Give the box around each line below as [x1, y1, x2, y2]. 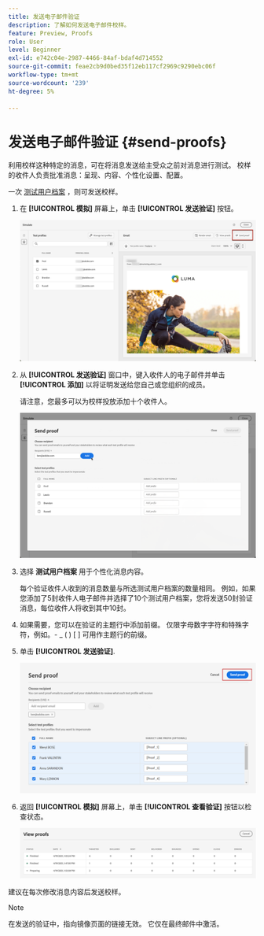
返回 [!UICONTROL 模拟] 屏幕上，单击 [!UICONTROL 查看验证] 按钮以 [19, 801, 245, 811]
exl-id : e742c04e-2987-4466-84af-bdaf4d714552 [8, 54, 163, 62]
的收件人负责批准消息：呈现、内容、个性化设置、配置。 [8, 170, 187, 180]
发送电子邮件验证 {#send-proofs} [8, 133, 227, 151]
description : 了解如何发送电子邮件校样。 [8, 20, 130, 29]
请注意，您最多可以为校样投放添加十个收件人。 [19, 397, 171, 406]
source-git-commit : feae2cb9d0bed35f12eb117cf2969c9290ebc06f [8, 63, 216, 71]
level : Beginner [8, 46, 61, 54]
